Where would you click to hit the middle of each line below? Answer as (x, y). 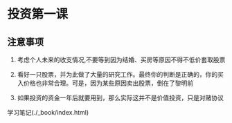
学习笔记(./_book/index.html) (48, 112)
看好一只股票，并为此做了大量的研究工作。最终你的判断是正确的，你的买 (120, 74)
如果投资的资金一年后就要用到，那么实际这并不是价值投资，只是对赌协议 (120, 98)
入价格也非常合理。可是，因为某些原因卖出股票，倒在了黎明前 (105, 83)
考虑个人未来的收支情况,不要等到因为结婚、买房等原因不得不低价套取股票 (121, 60)
